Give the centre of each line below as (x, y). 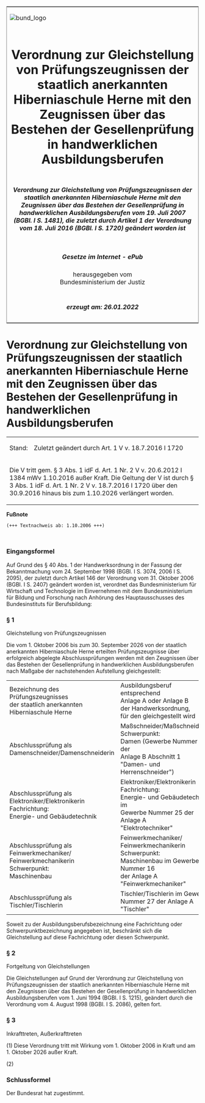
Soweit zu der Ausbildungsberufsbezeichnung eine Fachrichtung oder (94, 924)
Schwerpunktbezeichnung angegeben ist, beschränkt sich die (84, 931)
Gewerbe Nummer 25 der (157, 813)
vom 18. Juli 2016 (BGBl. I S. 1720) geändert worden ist (103, 228)
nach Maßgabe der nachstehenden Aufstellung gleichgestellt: (84, 671)
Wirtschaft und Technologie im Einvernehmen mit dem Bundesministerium (99, 591)
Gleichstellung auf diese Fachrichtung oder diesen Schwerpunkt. (88, 938)
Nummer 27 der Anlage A (157, 901)
